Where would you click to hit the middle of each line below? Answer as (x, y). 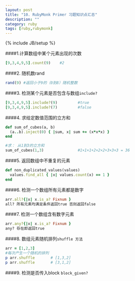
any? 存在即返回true (25, 229)
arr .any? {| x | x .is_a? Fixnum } (38, 224)
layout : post (19, 10)
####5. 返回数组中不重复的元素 (38, 160)
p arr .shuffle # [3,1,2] (38, 262)
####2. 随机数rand (25, 73)
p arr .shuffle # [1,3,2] (38, 258)
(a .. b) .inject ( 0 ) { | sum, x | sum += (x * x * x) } (60, 132)
